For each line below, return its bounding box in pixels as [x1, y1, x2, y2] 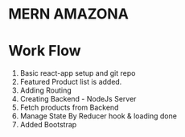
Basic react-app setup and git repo [19, 68, 136, 78]
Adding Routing [19, 85, 72, 95]
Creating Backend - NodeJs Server [19, 94, 137, 104]
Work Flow [8, 42, 82, 60]
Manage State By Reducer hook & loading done [19, 111, 177, 121]
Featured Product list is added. [19, 77, 122, 87]
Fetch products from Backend [19, 102, 119, 113]
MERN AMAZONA [8, 5, 129, 23]
